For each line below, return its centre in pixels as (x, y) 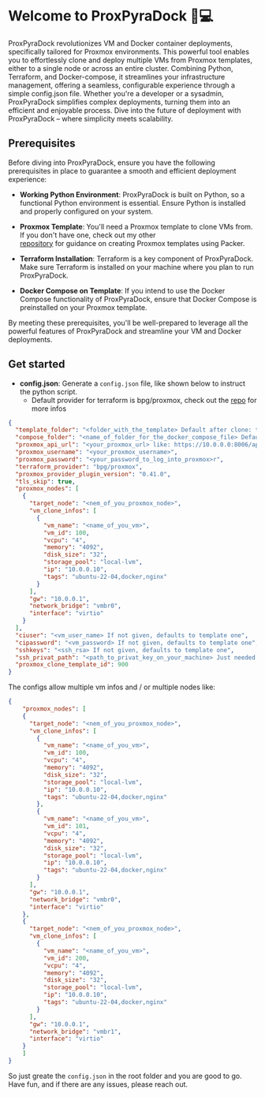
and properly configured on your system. (86, 211)
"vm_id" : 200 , (66, 958)
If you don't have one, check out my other (88, 235)
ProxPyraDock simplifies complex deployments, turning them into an (119, 102)
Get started (37, 364)
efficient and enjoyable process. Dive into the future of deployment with (125, 110)
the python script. (48, 391)
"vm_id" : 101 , (66, 826)
